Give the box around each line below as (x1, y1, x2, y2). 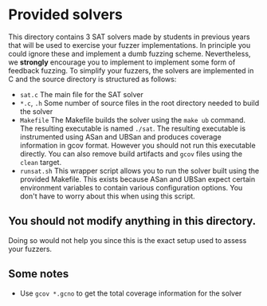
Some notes (8, 267, 69, 280)
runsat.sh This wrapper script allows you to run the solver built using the (19, 166, 260, 175)
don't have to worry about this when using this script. (19, 191, 195, 201)
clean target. (19, 157, 62, 167)
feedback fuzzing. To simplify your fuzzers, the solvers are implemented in (8, 65, 254, 75)
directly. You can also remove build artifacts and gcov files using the (19, 149, 243, 159)
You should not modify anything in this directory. (8, 214, 257, 228)
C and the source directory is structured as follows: (8, 74, 177, 84)
